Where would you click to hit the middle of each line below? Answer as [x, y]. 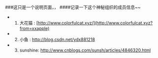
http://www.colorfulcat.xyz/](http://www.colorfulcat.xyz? [95, 23]
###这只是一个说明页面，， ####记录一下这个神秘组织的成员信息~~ [73, 7]
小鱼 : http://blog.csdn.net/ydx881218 [57, 39]
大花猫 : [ [29, 23]
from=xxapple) [35, 28]
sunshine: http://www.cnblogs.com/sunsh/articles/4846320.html [85, 50]
